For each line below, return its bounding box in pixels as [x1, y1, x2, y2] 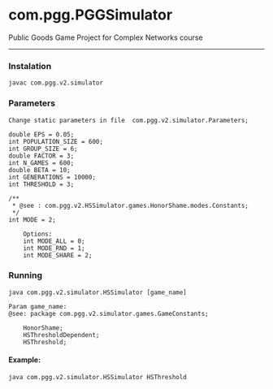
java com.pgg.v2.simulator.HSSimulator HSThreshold [8, 374, 187, 382]
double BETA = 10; [8, 166, 71, 174]
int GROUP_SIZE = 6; [8, 145, 79, 153]
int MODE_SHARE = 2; [23, 251, 93, 259]
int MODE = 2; [8, 215, 57, 224]
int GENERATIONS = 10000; [8, 173, 96, 181]
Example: [8, 355, 41, 365]
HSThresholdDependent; [23, 331, 100, 339]
